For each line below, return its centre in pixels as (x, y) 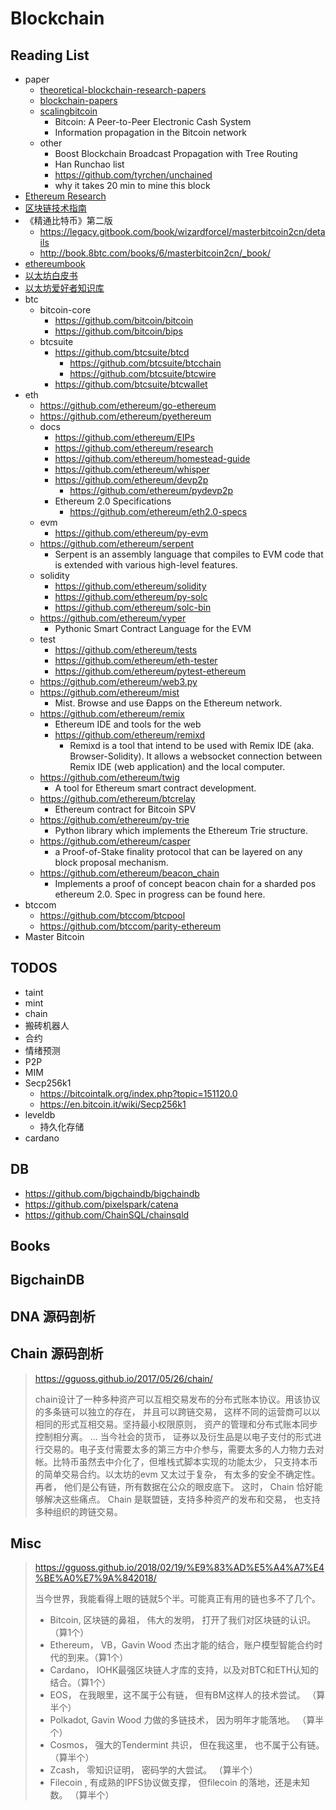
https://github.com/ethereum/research (134, 448)
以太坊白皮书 (51, 275)
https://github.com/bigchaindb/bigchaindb (112, 1193)
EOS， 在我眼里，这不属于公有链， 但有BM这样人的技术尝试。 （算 (187, 1695)
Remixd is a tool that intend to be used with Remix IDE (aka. (192, 745)
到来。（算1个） (98, 1658)
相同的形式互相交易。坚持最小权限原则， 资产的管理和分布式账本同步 (176, 1424)
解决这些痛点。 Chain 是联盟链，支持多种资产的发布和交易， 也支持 (182, 1499)
